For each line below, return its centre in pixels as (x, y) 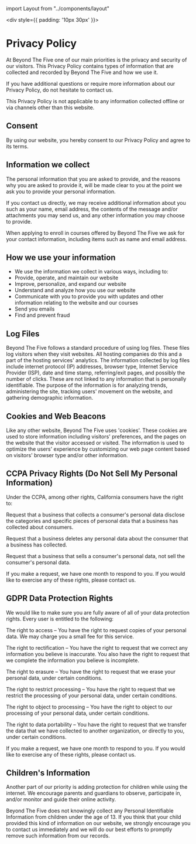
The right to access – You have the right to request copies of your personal (96, 630)
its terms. (17, 146)
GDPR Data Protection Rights (59, 598)
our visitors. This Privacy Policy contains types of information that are (90, 66)
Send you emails (35, 309)
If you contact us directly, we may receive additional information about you (96, 202)
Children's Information (48, 773)
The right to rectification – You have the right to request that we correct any (97, 647)
